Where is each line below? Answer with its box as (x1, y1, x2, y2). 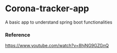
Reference (5, 31, 30, 38)
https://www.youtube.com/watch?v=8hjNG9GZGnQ (5, 43, 109, 49)
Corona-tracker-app (5, 3, 89, 14)
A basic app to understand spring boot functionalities (5, 19, 113, 25)
